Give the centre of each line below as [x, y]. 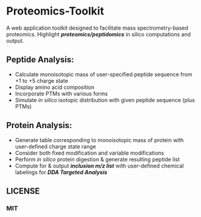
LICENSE [23, 191]
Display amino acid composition [55, 87]
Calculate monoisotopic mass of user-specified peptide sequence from [104, 74]
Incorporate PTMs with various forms [61, 93]
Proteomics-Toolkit [55, 11]
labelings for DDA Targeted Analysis [61, 172]
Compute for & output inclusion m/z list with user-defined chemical [99, 166]
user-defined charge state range [56, 146]
